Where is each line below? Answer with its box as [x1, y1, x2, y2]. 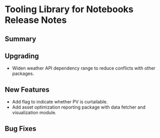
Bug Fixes [5, 124, 36, 133]
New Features [5, 85, 50, 94]
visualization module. [12, 110, 57, 116]
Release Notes [5, 14, 67, 26]
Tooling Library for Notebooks [5, 4, 134, 15]
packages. [12, 71, 34, 77]
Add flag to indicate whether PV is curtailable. [12, 99, 108, 105]
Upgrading [5, 52, 39, 60]
